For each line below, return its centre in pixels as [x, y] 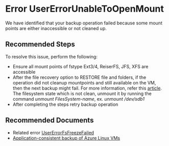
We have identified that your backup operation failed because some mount [84, 23]
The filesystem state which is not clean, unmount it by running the [82, 93]
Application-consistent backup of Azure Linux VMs [66, 138]
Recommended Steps [40, 45]
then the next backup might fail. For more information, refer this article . [87, 88]
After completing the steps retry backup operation [65, 104]
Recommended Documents [50, 120]
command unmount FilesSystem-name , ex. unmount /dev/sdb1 [78, 99]
